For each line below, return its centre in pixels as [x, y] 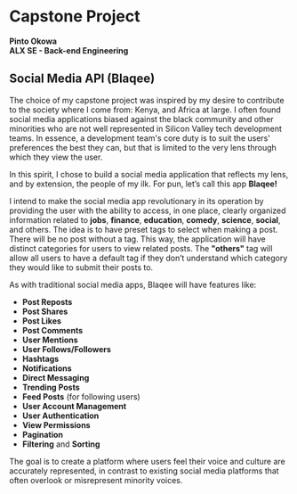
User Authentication [60, 416]
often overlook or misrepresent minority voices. [96, 480]
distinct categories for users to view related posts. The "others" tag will [141, 248]
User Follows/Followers [66, 349]
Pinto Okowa [33, 41]
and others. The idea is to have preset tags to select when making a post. [144, 229]
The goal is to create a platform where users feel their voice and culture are [148, 461]
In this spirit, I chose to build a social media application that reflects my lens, [149, 174]
